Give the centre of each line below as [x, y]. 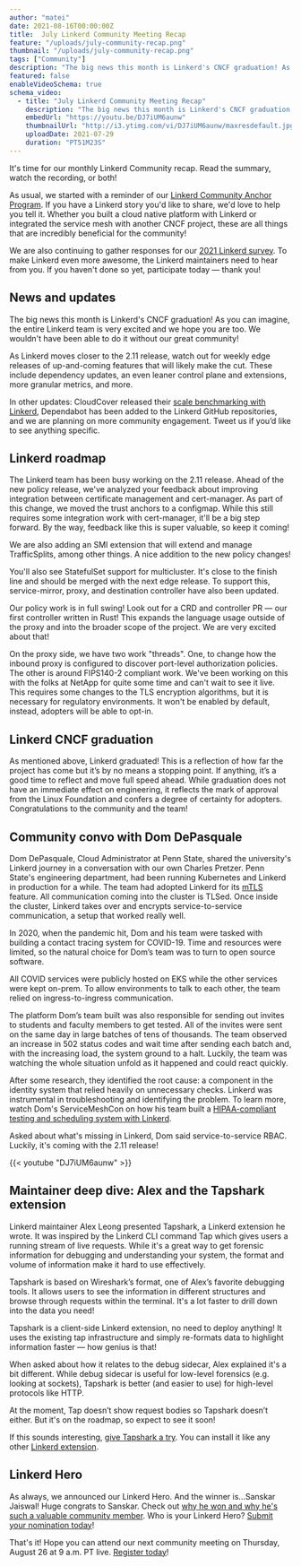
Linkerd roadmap [58, 458]
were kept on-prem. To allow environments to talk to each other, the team [145, 988]
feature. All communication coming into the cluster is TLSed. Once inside [144, 896]
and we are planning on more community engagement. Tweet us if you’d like [150, 420]
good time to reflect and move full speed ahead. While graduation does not [148, 780]
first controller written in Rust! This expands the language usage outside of [147, 618]
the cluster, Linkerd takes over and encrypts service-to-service [126, 906]
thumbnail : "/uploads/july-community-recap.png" [102, 51]
